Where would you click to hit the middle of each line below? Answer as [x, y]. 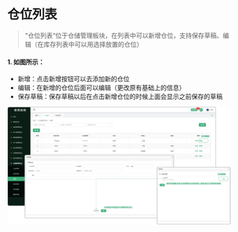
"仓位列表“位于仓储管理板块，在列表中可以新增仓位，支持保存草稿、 [124, 35]
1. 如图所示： [26, 62]
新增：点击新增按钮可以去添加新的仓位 [73, 79]
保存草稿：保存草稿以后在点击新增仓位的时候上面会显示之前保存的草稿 [120, 97]
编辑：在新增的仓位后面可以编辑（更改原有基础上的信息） [101, 88]
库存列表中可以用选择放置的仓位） [93, 44]
